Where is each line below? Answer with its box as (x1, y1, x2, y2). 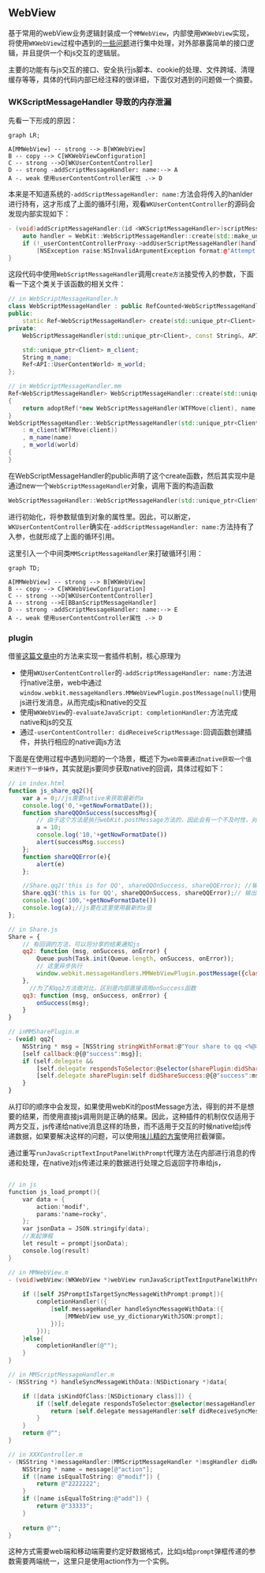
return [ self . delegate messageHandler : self (50, 1407, 196, 1415)
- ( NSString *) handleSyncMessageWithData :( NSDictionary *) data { (8, 1378, 227, 1386)
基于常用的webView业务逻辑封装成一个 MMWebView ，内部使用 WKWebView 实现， (8, 28, 254, 38)
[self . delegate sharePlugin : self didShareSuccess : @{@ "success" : (36, 1072, 252, 1080)
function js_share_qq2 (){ (8, 786, 93, 794)
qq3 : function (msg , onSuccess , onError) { (22, 991, 168, 1000)
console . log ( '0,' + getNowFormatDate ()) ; (22, 802, 154, 809)
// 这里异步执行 (36, 963, 83, 970)
